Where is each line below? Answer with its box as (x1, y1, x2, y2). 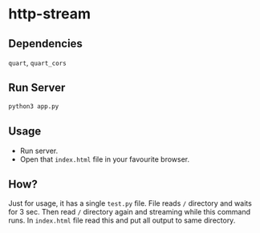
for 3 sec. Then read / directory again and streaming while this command (8, 207, 251, 217)
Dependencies (8, 37, 83, 50)
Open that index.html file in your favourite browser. (19, 154, 190, 164)
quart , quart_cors (8, 58, 67, 67)
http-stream (8, 5, 91, 23)
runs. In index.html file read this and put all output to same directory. (8, 215, 236, 225)
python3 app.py (8, 102, 59, 110)
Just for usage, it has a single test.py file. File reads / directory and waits (8, 199, 253, 208)
